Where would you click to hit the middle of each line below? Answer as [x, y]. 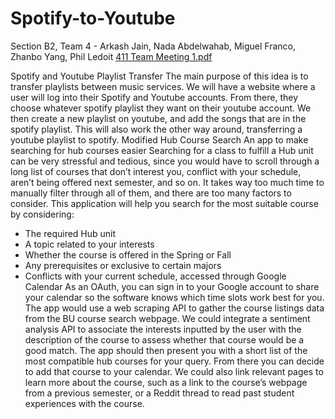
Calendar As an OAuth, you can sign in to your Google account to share [172, 286]
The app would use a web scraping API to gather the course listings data [174, 308]
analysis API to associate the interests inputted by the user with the [163, 329]
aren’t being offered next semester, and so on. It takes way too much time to [167, 182]
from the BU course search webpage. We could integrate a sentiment [167, 318]
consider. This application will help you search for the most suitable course [164, 203]
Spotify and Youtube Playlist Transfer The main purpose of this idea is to [159, 76]
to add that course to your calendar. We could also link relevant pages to [174, 371]
